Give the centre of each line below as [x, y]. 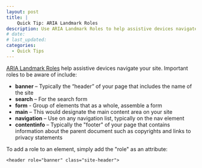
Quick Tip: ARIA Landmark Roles [57, 23]
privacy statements [39, 137]
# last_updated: [26, 40]
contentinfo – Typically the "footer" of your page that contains [92, 125]
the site [24, 92]
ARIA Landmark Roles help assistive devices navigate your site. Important [97, 68]
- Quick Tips [28, 51]
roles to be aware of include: [41, 74]
